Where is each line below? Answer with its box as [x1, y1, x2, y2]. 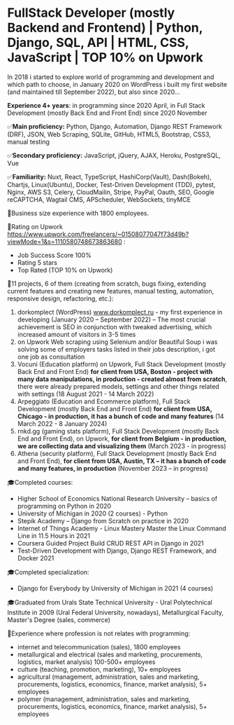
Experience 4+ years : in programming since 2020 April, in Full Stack [7, 101, 205, 109]
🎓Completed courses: [7, 478, 73, 486]
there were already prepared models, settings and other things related [17, 382, 220, 390]
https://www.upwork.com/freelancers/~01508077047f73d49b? [7, 230, 189, 238]
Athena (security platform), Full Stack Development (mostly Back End [17, 449, 217, 457]
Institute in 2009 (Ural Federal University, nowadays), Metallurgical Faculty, [7, 608, 224, 616]
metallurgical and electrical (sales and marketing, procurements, [17, 650, 203, 658]
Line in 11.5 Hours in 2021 [17, 531, 91, 540]
